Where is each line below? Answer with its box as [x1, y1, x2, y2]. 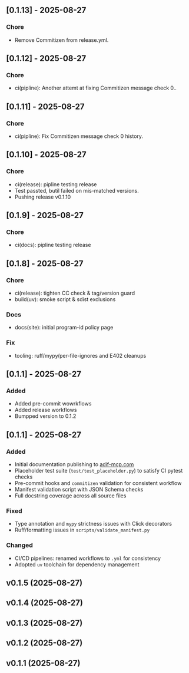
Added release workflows [14, 407, 77, 414]
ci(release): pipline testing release [14, 180, 97, 188]
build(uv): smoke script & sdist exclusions [14, 296, 116, 303]
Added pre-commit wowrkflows [14, 400, 92, 407]
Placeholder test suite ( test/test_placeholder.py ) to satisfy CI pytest [14, 467, 183, 474]
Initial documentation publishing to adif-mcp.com [14, 461, 134, 468]
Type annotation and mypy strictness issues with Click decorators [14, 520, 173, 527]
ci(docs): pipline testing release [14, 242, 91, 249]
